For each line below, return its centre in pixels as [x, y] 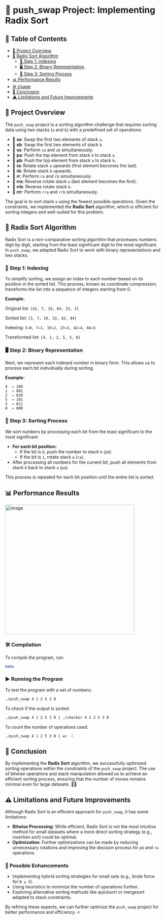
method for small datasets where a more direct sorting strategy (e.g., [82, 832]
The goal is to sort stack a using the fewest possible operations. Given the [80, 201]
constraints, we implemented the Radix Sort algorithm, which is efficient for [82, 207]
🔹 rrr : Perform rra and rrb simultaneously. [55, 192]
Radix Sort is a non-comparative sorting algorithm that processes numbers [81, 239]
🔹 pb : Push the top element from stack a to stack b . [64, 160]
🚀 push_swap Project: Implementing [80, 10]
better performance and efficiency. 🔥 [43, 912]
